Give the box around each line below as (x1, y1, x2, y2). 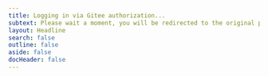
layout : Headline (8, 26, 66, 34)
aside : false (8, 48, 52, 56)
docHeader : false (8, 56, 66, 64)
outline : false (8, 41, 59, 49)
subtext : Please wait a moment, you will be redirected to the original (8, 19, 255, 27)
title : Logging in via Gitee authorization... (8, 11, 166, 20)
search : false (8, 33, 56, 42)
